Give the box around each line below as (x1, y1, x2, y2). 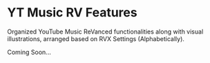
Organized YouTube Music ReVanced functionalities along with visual (7, 27, 204, 36)
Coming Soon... (7, 48, 52, 56)
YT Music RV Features (7, 5, 137, 21)
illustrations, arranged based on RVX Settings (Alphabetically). (7, 34, 185, 42)
